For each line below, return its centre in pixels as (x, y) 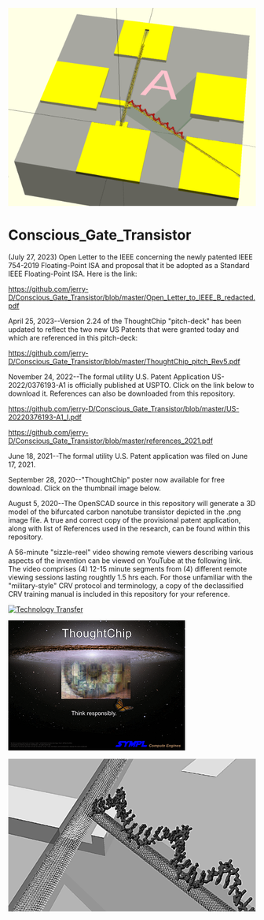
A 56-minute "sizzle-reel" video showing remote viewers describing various (131, 552)
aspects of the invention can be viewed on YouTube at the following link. (125, 561)
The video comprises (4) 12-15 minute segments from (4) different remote (128, 568)
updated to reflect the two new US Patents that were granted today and (124, 329)
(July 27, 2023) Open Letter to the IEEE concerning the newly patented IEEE (130, 257)
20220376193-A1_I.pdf (45, 417)
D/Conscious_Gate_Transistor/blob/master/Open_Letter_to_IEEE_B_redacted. (132, 297)
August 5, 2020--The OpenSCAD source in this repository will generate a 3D (132, 503)
